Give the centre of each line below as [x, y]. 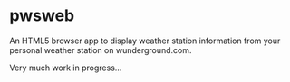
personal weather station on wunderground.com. [101, 50]
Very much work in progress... [66, 68]
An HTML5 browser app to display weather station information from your [145, 41]
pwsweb [42, 16]
